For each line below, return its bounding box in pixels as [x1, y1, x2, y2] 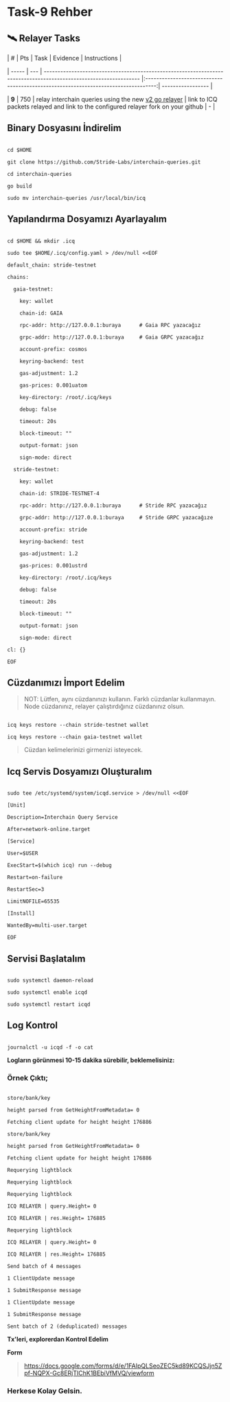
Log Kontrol [7, 1019, 58, 1031]
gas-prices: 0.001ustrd [19, 562, 88, 569]
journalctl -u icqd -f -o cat [7, 1043, 94, 1051]
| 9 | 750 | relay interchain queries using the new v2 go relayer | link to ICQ [7, 95, 218, 103]
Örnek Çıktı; [7, 1073, 48, 1083]
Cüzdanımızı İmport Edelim [7, 677, 125, 689]
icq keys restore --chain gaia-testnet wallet [7, 734, 143, 740]
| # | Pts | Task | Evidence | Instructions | [7, 54, 122, 62]
